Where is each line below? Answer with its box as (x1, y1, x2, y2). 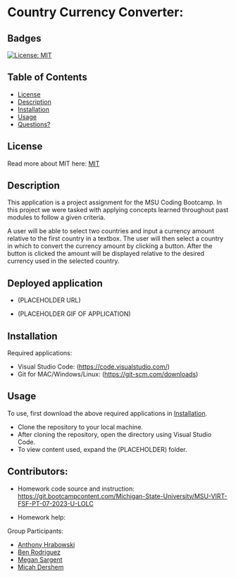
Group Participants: (7, 527, 64, 535)
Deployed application (7, 277, 104, 289)
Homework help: (17, 512, 66, 522)
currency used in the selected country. (7, 257, 120, 265)
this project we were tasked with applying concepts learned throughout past (7, 206, 229, 214)
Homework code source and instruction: (17, 484, 135, 493)
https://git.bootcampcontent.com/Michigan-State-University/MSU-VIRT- (17, 491, 228, 500)
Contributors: (7, 466, 68, 478)
